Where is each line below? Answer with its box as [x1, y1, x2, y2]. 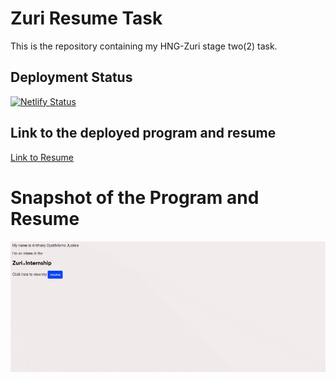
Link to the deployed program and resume [10, 125, 277, 142]
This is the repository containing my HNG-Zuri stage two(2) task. [10, 40, 278, 52]
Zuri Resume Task [10, 7, 163, 30]
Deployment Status [10, 69, 133, 86]
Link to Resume [10, 151, 75, 163]
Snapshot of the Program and [10, 186, 260, 209]
